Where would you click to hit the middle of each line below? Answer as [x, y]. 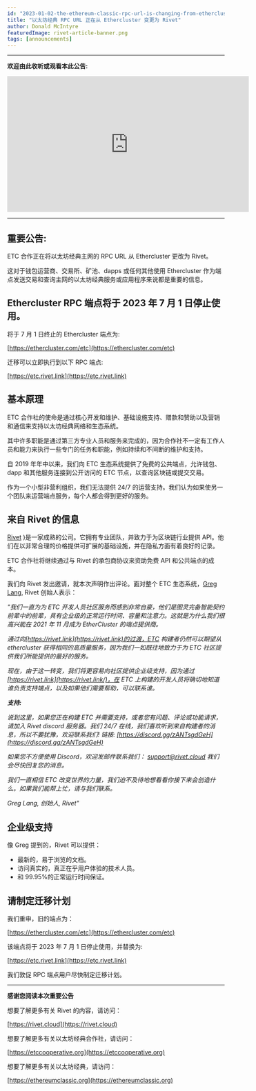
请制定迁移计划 [39, 901]
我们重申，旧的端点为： [40, 919]
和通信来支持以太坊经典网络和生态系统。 [65, 426]
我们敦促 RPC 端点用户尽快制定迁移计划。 [67, 974]
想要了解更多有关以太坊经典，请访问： [61, 1067]
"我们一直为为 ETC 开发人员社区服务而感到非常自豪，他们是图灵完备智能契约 [116, 607]
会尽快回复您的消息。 [37, 765]
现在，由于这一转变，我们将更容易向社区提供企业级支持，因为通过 [101, 671]
